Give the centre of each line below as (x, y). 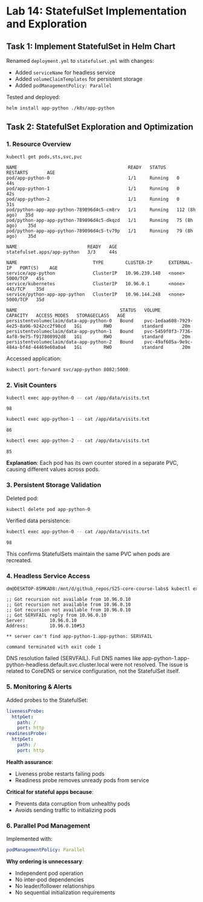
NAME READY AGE (62, 247)
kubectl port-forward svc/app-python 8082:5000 (67, 370)
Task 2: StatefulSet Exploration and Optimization (100, 127)
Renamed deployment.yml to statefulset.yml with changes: (80, 61)
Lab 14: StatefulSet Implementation (97, 11)
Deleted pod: (22, 498)
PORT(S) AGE (39, 268)
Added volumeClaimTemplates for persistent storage (79, 79)
